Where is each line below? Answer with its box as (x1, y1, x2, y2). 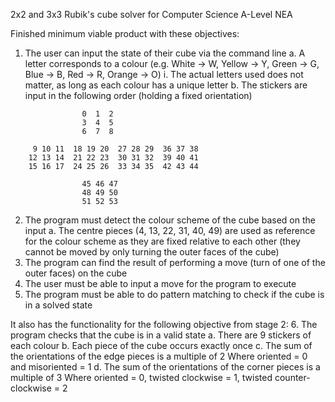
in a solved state (24, 299, 93, 311)
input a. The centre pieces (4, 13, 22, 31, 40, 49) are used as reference (24, 225, 316, 236)
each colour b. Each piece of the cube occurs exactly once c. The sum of (10, 340, 313, 351)
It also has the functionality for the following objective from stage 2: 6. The (10, 319, 318, 330)
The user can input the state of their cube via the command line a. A (24, 47, 306, 59)
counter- (274, 372, 311, 383)
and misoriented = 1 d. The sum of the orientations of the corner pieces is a (10, 361, 321, 373)
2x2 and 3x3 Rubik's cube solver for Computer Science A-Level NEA (10, 9, 293, 20)
